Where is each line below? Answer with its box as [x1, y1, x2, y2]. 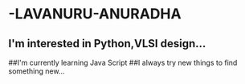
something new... [8, 66, 65, 76]
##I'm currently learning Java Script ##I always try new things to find [8, 58, 238, 67]
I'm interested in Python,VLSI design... [8, 37, 206, 50]
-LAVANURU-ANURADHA [8, 5, 182, 23]
